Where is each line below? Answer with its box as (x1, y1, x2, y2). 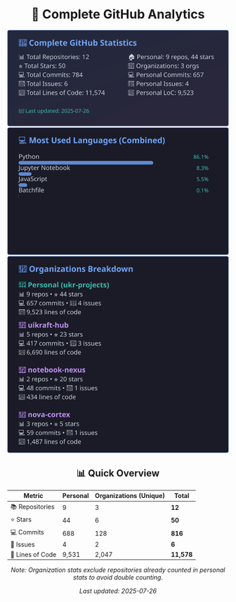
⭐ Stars (10, 515, 32, 523)
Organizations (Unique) (94, 492, 165, 500)
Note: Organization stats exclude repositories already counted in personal (11, 565, 225, 575)
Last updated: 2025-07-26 (79, 587, 157, 596)
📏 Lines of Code (10, 550, 57, 558)
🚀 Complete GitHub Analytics (31, 6, 205, 22)
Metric (23, 492, 44, 500)
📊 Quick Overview (76, 467, 160, 480)
